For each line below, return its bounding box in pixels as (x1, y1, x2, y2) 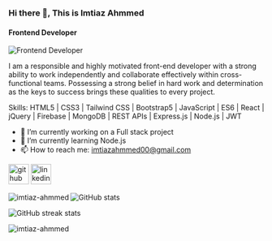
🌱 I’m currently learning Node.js (19, 136, 127, 145)
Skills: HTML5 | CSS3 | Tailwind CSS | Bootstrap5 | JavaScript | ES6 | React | (8, 103, 265, 113)
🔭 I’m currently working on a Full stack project (19, 127, 175, 137)
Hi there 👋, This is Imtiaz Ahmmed (8, 7, 145, 19)
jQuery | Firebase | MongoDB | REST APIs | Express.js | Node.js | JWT (8, 111, 242, 121)
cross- (220, 70, 242, 80)
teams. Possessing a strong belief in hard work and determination (43, 79, 264, 88)
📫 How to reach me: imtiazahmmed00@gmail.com (19, 145, 192, 155)
